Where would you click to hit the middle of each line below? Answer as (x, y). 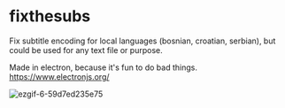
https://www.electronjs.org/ (59, 76)
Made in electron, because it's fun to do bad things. (103, 67)
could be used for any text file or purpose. (86, 50)
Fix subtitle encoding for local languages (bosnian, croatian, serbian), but (142, 41)
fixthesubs (50, 16)
